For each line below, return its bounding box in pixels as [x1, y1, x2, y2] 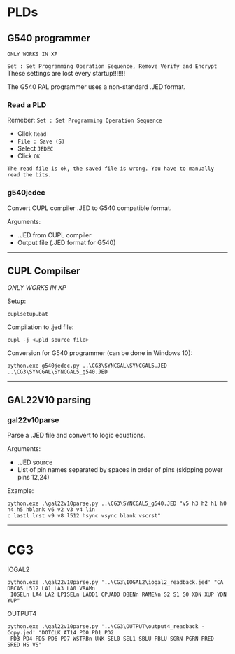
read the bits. [7, 172, 52, 179]
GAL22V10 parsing [7, 394, 91, 406]
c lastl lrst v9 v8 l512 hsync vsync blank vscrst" [7, 513, 161, 520]
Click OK [17, 152, 41, 160]
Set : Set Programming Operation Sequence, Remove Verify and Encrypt [7, 63, 218, 70]
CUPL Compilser [7, 265, 80, 277]
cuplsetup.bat [7, 311, 49, 318]
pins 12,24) [17, 473, 50, 482]
